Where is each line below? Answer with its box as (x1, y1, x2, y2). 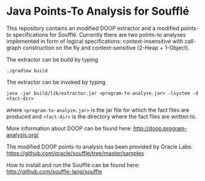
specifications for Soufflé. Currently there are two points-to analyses (12, 31, 186, 38)
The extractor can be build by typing (6, 56, 99, 63)
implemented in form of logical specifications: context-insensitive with (6, 37, 184, 45)
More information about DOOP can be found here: (6, 124, 132, 132)
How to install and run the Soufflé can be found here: (6, 161, 140, 169)
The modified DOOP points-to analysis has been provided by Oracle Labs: (6, 142, 193, 150)
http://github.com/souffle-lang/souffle (6, 168, 103, 175)
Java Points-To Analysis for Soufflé (6, 4, 190, 18)
